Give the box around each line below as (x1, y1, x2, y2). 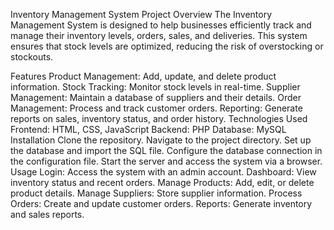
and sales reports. (10, 209, 85, 220)
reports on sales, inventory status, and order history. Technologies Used (10, 113, 308, 124)
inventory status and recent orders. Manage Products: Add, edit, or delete (10, 177, 315, 188)
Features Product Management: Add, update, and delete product (10, 70, 277, 82)
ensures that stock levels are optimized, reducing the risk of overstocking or (10, 40, 324, 52)
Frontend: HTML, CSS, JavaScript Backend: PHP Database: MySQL (10, 124, 287, 135)
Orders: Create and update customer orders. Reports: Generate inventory (10, 198, 313, 209)
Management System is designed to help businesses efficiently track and (10, 19, 312, 31)
